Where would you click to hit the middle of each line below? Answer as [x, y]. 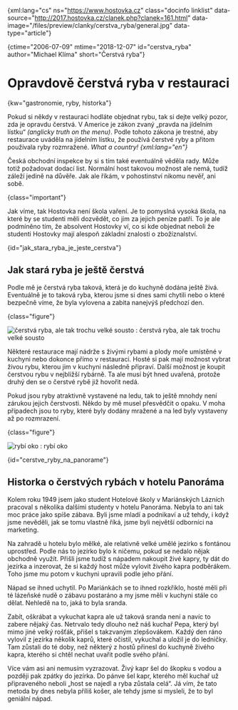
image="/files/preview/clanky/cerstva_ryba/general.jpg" [90, 25]
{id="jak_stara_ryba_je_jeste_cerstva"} [64, 247]
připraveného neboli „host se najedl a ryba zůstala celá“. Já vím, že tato [112, 683]
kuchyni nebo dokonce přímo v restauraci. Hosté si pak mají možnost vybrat [119, 359]
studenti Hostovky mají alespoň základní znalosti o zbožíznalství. [103, 234]
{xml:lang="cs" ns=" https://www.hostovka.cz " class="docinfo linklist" [110, 10]
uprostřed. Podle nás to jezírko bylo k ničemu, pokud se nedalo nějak [109, 551]
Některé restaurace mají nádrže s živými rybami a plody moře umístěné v [115, 351]
